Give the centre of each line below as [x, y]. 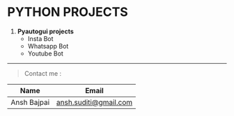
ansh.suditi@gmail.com [94, 102]
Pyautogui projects [46, 31]
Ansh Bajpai [30, 102]
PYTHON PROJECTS [68, 12]
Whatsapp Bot [48, 46]
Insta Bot [40, 38]
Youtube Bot [46, 53]
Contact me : [43, 73]
